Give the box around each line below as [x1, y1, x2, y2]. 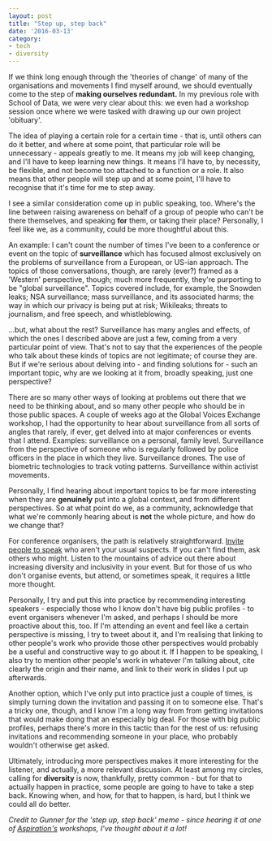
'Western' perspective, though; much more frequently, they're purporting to [8, 275, 261, 284]
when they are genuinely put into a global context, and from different [8, 495, 240, 504]
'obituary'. [8, 115, 42, 124]
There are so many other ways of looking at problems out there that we [8, 392, 246, 402]
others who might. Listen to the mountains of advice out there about [8, 553, 236, 563]
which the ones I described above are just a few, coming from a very [8, 334, 238, 343]
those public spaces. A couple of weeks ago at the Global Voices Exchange [8, 410, 261, 419]
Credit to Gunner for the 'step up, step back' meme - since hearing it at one [8, 815, 261, 825]
